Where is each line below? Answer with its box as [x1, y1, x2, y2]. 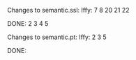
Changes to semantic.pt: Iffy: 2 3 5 [7, 33, 107, 41]
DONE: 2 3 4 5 [7, 20, 49, 27]
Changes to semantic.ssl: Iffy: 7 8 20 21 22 [7, 6, 130, 14]
